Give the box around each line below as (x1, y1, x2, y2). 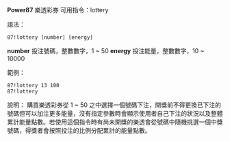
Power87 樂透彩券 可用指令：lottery (7, 6, 109, 14)
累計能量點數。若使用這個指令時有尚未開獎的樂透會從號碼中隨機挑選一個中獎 (7, 118, 223, 126)
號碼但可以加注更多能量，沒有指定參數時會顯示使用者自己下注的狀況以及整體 (7, 110, 223, 117)
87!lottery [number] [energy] (7, 34, 94, 41)
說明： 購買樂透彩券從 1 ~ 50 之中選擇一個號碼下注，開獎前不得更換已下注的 (7, 101, 221, 109)
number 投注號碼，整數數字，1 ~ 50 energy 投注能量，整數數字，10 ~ (7, 47, 205, 54)
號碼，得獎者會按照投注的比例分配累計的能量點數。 (7, 127, 151, 134)
